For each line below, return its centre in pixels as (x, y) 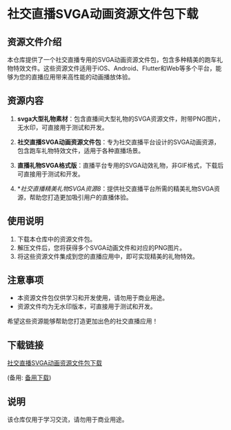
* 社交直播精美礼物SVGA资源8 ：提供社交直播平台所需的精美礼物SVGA (115, 188)
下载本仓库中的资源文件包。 (57, 239)
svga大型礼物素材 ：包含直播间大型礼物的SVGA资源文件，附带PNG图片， (120, 119)
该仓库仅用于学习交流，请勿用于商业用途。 (68, 420)
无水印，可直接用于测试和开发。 (62, 127)
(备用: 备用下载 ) (29, 378)
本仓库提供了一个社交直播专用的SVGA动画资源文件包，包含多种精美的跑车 (112, 60)
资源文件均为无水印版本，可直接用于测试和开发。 (87, 306)
